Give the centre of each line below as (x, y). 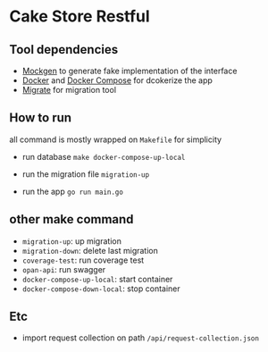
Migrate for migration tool (69, 90)
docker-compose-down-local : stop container (101, 289)
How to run (41, 118)
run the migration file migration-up (86, 174)
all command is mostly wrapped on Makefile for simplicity (115, 139)
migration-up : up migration (72, 241)
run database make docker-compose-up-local (104, 156)
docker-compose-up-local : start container (97, 279)
